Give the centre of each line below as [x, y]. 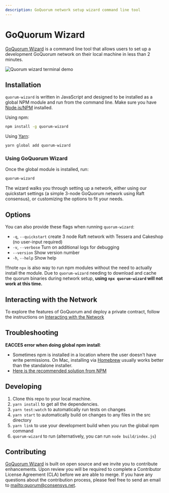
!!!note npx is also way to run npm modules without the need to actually [79, 268]
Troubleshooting [32, 333]
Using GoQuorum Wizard [36, 158]
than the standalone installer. [43, 365]
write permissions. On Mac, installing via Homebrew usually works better [88, 360]
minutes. [14, 59]
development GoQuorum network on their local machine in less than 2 [78, 54]
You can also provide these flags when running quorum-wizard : [70, 227]
